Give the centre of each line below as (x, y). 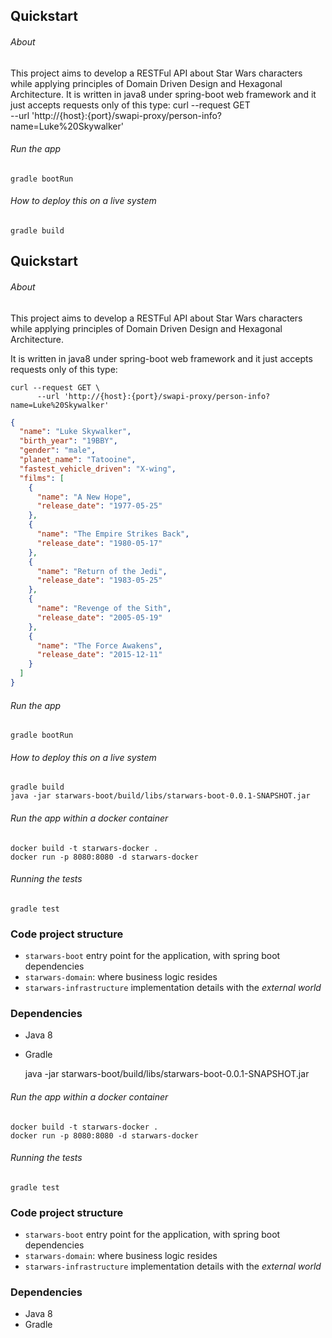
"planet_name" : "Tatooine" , (78, 460)
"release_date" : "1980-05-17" (99, 543)
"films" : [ (42, 478)
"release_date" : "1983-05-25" (99, 580)
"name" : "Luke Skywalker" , (75, 432)
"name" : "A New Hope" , (84, 497)
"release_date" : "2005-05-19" (99, 617)
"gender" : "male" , (58, 450)
